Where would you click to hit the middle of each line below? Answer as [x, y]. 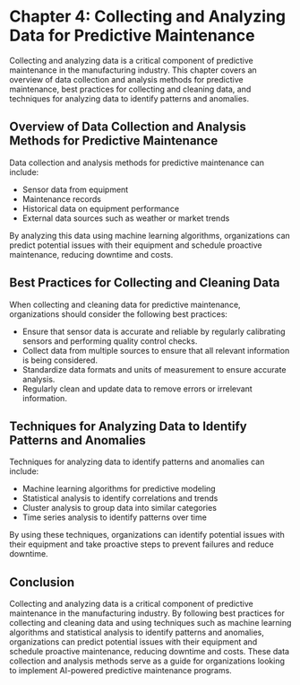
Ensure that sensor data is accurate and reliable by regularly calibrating [154, 331]
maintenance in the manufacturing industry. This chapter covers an [133, 70]
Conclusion [42, 582]
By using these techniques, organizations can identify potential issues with [147, 535]
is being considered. [60, 360]
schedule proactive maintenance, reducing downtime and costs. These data [149, 652]
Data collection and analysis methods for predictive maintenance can [137, 162]
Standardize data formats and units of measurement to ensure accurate [154, 369]
